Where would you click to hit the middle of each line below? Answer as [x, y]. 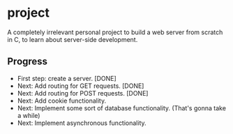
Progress [27, 62]
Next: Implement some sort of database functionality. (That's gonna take [122, 108]
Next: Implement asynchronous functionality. [82, 123]
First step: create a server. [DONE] [67, 78]
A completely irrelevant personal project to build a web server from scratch [115, 32]
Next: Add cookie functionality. [62, 100]
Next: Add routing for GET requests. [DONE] [81, 86]
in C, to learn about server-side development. [73, 39]
